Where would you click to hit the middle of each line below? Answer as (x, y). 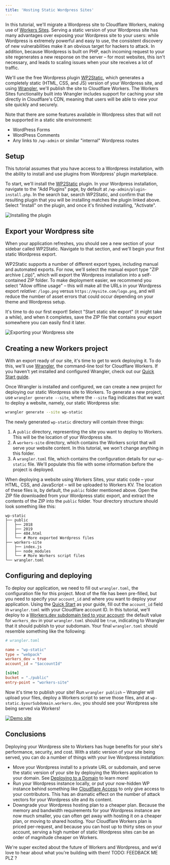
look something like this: (30, 506)
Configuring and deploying (49, 576)
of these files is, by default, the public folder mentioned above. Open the (81, 490)
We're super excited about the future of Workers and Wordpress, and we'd (83, 847)
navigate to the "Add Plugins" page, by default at (56, 189)
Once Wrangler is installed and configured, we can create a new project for (84, 387)
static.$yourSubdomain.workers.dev (43, 703)
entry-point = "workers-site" (37, 682)
